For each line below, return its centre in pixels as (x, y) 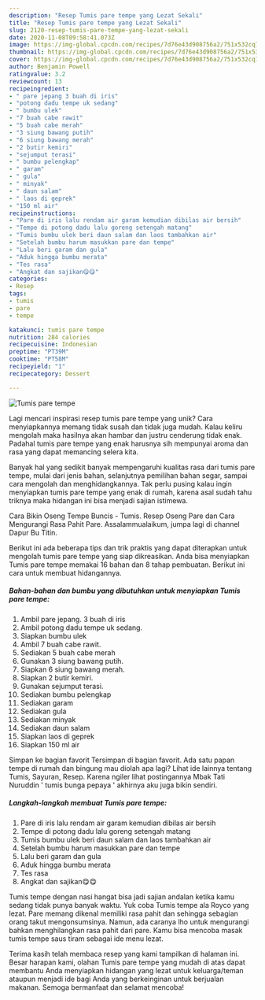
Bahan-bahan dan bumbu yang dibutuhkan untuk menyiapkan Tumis (125, 591)
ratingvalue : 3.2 (37, 74)
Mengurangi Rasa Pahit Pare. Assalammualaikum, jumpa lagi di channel (125, 524)
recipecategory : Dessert (50, 374)
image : (20, 45)
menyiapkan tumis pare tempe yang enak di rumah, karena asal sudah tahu (131, 492)
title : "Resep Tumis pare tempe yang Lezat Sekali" (95, 23)
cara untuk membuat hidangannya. (65, 572)
